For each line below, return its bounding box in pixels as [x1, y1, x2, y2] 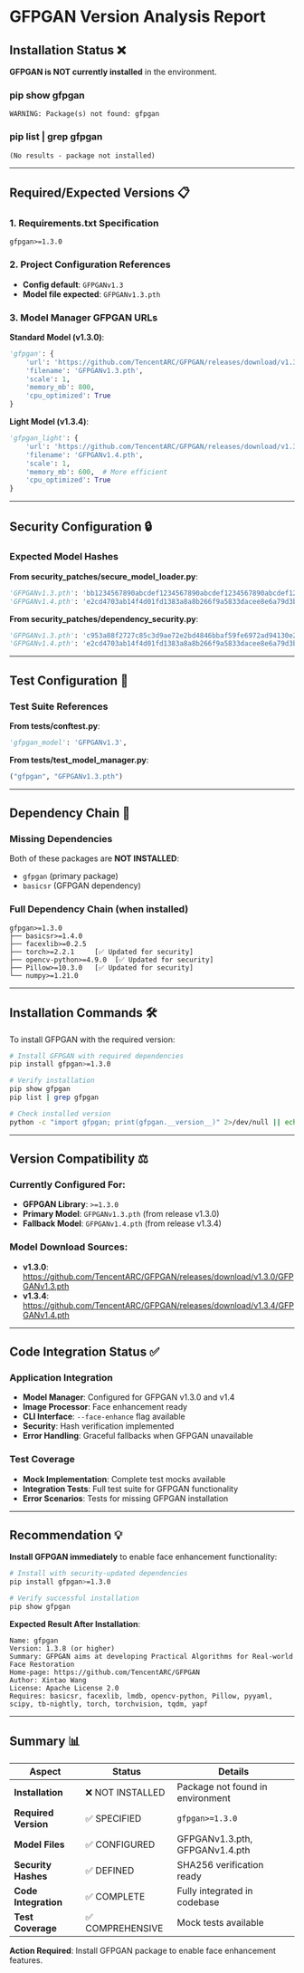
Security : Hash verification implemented [22, 1421, 175, 1432]
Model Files [14, 1838, 65, 1851]
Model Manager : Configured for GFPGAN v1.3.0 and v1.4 [22, 1392, 235, 1403]
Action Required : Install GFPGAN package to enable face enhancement [9, 1945, 276, 1956]
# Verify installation [9, 1076, 95, 1086]
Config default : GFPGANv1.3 [22, 279, 124, 290]
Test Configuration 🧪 [9, 673, 128, 688]
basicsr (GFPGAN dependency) [22, 880, 142, 891]
